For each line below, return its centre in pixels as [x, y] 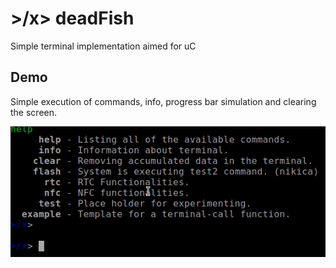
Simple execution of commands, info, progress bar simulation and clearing [163, 101]
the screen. [34, 112]
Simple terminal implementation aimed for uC [103, 46]
